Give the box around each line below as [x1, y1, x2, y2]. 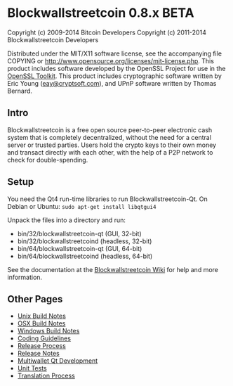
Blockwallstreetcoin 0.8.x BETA [7, 5, 194, 21]
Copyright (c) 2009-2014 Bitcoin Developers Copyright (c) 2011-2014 [7, 28, 207, 37]
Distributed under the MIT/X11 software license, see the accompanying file [7, 49, 222, 58]
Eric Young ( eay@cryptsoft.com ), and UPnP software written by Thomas [7, 79, 217, 87]
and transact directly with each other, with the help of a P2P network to [7, 148, 213, 156]
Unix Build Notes [17, 311, 67, 321]
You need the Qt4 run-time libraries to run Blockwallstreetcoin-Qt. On [7, 195, 208, 203]
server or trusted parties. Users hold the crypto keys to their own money [7, 141, 216, 149]
